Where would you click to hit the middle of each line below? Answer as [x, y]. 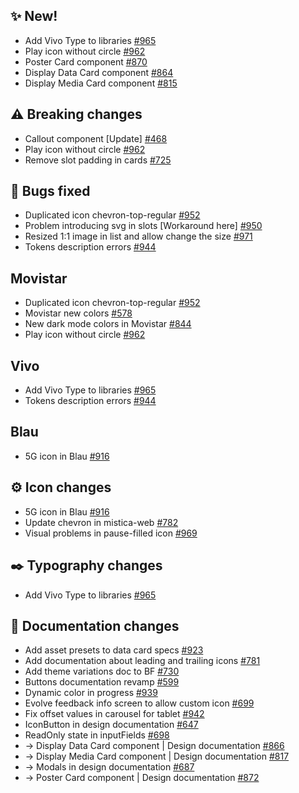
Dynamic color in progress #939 [91, 693]
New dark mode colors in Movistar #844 [108, 324]
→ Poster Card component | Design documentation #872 [142, 778]
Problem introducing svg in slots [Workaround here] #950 [143, 226]
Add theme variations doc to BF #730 [102, 671]
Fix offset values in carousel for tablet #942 [114, 714]
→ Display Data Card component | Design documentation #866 [154, 746]
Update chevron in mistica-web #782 [101, 522]
